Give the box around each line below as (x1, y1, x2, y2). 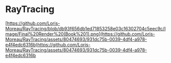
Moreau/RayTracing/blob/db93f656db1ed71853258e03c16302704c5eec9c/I (5, 25, 166, 31)
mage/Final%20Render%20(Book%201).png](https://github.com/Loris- (5, 31, 155, 37)
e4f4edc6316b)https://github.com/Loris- (5, 41, 91, 47)
